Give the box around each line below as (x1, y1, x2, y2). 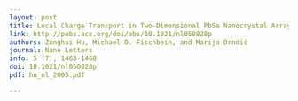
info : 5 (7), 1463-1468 (9, 54, 98, 63)
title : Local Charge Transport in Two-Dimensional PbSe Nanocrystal (9, 21, 268, 30)
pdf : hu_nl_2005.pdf (9, 71, 86, 80)
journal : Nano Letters (9, 46, 93, 55)
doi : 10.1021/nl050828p (9, 63, 98, 72)
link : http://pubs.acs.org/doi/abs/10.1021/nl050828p (9, 29, 213, 38)
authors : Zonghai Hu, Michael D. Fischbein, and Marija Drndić (9, 37, 248, 47)
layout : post (9, 12, 58, 22)
